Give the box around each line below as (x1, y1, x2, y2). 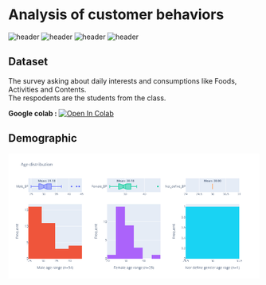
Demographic (8, 131, 77, 145)
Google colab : (8, 108, 57, 118)
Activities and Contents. (8, 84, 87, 94)
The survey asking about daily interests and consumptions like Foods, (8, 76, 237, 85)
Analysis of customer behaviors (8, 6, 225, 24)
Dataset (8, 55, 49, 68)
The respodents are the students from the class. (8, 93, 166, 103)
